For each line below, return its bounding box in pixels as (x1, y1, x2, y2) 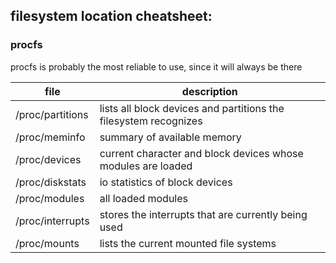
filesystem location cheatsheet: (10, 8, 213, 25)
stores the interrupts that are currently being (99, 207, 308, 221)
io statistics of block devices (99, 175, 233, 189)
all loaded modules (99, 191, 189, 205)
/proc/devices (15, 152, 82, 166)
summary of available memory (99, 130, 242, 144)
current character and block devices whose (99, 146, 304, 160)
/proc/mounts (15, 236, 80, 250)
